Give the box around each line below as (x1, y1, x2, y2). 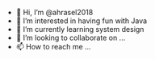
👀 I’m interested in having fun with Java (15, 16, 148, 26)
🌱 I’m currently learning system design (15, 25, 145, 33)
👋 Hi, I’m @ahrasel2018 (15, 8, 94, 17)
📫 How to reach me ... (15, 42, 91, 51)
